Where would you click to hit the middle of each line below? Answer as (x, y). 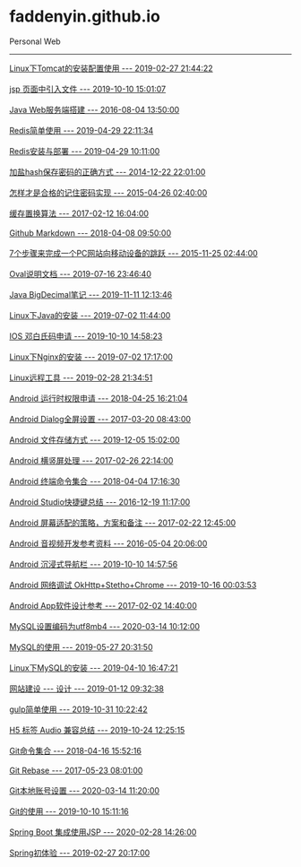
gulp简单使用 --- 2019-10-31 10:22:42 (78, 709)
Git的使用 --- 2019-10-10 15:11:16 (69, 811)
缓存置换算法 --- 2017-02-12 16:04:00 (79, 213)
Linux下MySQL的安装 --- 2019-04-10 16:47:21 (94, 668)
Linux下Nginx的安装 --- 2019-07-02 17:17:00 (91, 357)
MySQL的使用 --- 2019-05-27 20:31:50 (81, 646)
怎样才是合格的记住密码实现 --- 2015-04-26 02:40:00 (108, 192)
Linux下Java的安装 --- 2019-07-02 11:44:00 (90, 315)
